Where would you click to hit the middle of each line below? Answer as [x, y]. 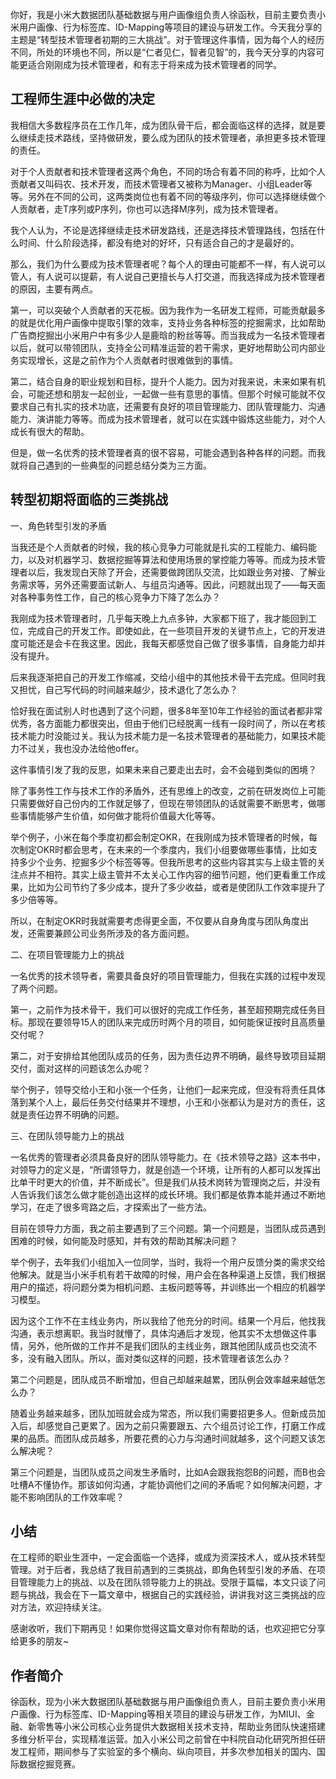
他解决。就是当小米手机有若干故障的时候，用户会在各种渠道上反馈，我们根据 [168, 1274]
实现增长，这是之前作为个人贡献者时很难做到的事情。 [128, 360]
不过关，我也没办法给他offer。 [81, 748]
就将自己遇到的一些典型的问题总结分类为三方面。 [111, 465]
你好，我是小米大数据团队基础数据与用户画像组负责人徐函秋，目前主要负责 [163, 14]
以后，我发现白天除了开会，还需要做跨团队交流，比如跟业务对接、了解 [172, 572]
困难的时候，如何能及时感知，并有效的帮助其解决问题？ [124, 1240]
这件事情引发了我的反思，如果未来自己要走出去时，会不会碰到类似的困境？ [163, 769]
